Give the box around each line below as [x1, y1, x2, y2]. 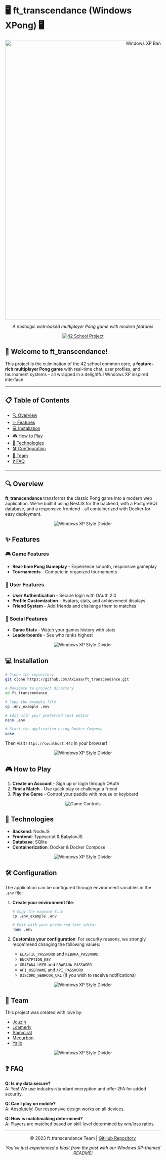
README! [73, 1150, 93, 1156]
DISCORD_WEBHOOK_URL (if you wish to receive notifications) [19, 972, 136, 978]
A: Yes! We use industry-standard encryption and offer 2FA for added [5, 1085, 147, 1091]
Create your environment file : [12, 899, 74, 905]
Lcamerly [12, 1024, 32, 1030]
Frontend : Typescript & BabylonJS [12, 834, 83, 840]
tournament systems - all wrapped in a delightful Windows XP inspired [5, 371, 149, 377]
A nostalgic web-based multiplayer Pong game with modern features [12, 323, 154, 329]
